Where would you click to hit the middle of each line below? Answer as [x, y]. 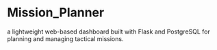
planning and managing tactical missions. [65, 38]
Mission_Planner [56, 13]
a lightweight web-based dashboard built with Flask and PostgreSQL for [109, 32]
